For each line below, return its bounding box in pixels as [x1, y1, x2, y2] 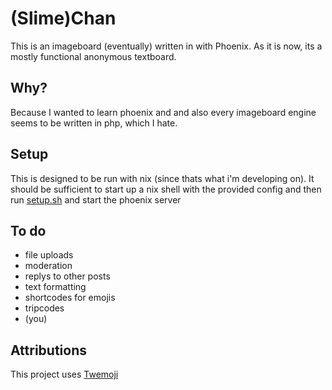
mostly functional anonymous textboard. [10, 50, 177, 62]
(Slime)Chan [10, 7, 117, 30]
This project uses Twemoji [10, 368, 119, 381]
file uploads [24, 249, 74, 261]
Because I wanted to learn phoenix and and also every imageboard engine [10, 106, 317, 118]
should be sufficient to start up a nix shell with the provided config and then [10, 183, 322, 195]
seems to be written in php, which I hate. [10, 117, 178, 129]
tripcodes [24, 302, 65, 314]
